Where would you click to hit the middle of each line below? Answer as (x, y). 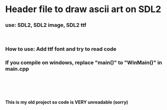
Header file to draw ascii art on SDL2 (83, 9)
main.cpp (17, 69)
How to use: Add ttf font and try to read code (61, 49)
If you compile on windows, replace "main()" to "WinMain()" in (84, 63)
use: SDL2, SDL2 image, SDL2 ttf (46, 25)
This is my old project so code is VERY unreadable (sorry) (67, 102)
